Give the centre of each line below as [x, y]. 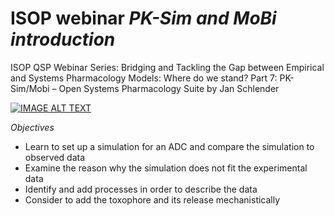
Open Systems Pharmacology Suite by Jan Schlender [169, 88]
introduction [63, 39]
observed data [55, 157]
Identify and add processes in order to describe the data [141, 189]
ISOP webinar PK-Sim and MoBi [143, 18]
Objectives [32, 127]
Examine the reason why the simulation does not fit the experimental [166, 168]
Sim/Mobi [30, 88]
